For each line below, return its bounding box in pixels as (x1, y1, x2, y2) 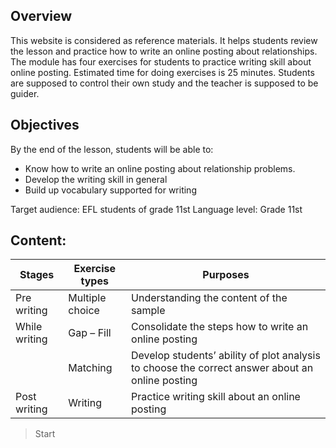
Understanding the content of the (131, 291, 288, 305)
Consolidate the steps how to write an (131, 320, 309, 334)
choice (68, 304, 100, 318)
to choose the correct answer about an (131, 361, 314, 375)
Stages (19, 268, 55, 282)
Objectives (10, 117, 80, 134)
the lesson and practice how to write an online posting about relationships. (10, 45, 318, 57)
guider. (10, 87, 40, 99)
